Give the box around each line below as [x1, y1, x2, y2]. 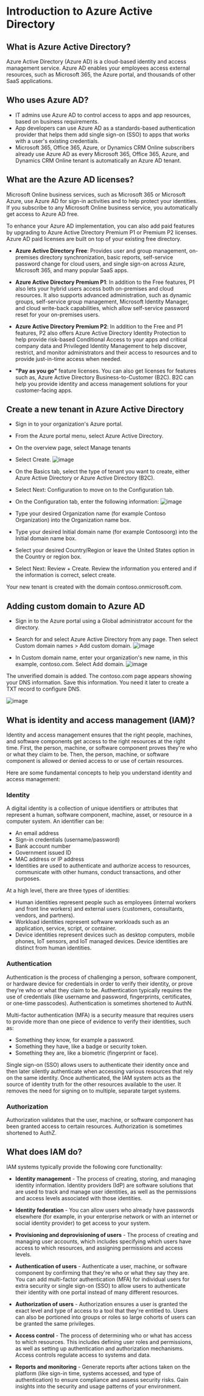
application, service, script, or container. [15, 925, 117, 932]
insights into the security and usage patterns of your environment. [15, 1383, 181, 1390]
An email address [15, 830, 59, 837]
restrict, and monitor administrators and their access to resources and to [15, 349, 197, 356]
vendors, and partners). [15, 911, 75, 919]
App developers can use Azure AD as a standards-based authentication [15, 124, 196, 132]
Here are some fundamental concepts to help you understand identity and [6, 769, 192, 776]
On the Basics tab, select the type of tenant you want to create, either [15, 468, 190, 475]
